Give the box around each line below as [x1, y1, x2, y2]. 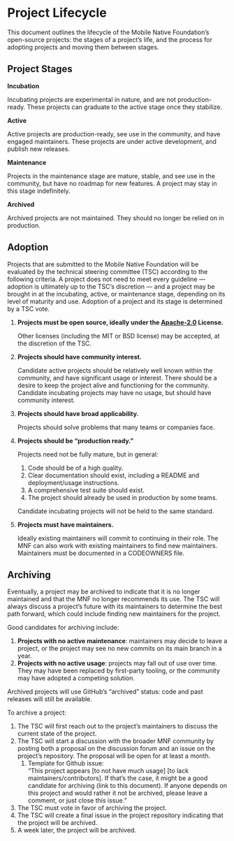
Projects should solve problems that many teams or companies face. [17, 423, 215, 431]
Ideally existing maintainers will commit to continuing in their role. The [17, 533, 219, 542]
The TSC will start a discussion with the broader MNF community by [17, 737, 214, 745]
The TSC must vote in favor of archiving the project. [17, 804, 168, 812]
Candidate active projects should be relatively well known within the [17, 366, 213, 375]
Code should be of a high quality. [27, 463, 124, 472]
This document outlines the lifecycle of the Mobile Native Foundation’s [7, 28, 210, 36]
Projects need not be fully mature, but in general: [17, 450, 159, 459]
